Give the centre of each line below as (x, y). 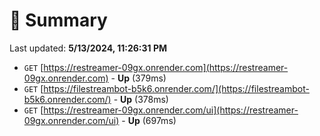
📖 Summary (58, 20)
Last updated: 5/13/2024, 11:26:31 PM (88, 48)
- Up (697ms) (149, 120)
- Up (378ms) (141, 99)
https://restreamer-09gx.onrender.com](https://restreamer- (166, 67)
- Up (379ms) (138, 78)
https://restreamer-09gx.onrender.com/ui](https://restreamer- (171, 110)
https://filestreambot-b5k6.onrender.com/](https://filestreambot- (176, 88)
